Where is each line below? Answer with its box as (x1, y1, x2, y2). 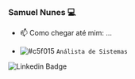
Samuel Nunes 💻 (8, 6, 76, 17)
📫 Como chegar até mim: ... (19, 28, 113, 38)
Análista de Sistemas (56, 48, 129, 56)
